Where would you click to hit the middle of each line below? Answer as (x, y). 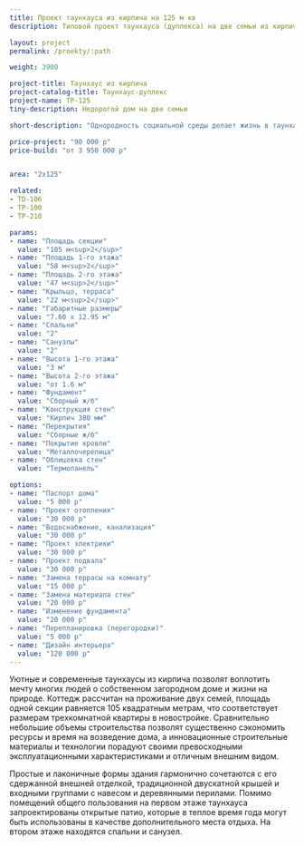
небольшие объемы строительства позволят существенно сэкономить (147, 727)
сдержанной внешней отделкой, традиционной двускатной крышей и (144, 783)
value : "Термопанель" (58, 469)
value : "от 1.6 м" (52, 384)
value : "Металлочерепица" (66, 452)
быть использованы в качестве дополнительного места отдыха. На (140, 822)
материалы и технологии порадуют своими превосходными (126, 747)
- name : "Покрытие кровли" (60, 443)
